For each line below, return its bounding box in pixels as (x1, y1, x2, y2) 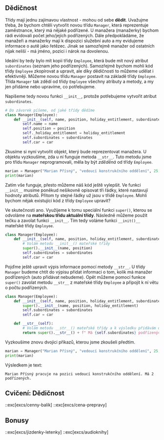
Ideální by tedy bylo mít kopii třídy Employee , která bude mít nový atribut (5, 57, 148, 63)
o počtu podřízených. (5, 284, 48, 291)
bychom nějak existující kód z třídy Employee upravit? (5, 197, 111, 203)
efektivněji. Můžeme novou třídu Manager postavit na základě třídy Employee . (5, 73, 157, 79)
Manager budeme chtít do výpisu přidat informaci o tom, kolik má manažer (5, 269, 152, 275)
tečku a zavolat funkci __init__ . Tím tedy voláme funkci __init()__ (5, 218, 141, 223)
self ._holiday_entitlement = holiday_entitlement (22, 131, 125, 136)
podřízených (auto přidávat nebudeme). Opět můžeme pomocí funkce (5, 274, 145, 280)
